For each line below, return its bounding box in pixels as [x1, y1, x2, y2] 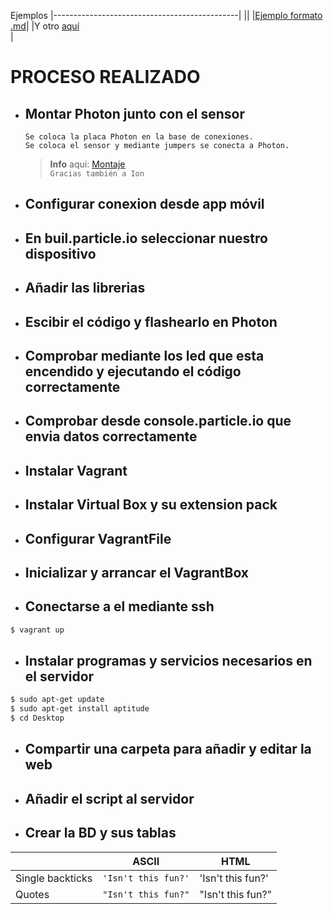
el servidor [24, 668, 95, 685]
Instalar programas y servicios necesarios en [24, 652, 313, 669]
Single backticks [15, 871, 93, 885]
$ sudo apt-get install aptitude [10, 704, 150, 714]
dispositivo [24, 245, 97, 262]
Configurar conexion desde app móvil [24, 196, 265, 213]
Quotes [15, 887, 50, 901]
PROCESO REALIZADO [10, 66, 201, 89]
